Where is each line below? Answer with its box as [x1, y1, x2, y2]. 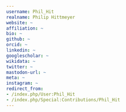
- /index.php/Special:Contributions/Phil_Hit [6, 97, 120, 103]
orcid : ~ [6, 42, 28, 48]
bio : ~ [6, 31, 22, 37]
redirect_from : [6, 86, 44, 92]
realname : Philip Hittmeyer [6, 14, 76, 20]
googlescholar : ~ [6, 53, 49, 59]
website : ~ [6, 20, 33, 25]
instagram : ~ [6, 81, 38, 87]
